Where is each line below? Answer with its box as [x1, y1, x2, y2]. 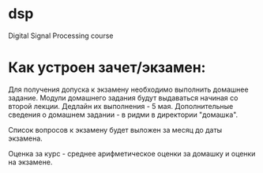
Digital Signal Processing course [8, 31, 114, 40]
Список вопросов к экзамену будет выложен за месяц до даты [8, 125, 223, 134]
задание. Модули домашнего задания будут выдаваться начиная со [8, 92, 239, 103]
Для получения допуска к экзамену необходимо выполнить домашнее [8, 85, 249, 94]
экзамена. [8, 134, 43, 143]
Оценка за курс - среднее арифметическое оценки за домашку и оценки [8, 149, 256, 158]
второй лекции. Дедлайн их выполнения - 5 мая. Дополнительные [8, 101, 234, 111]
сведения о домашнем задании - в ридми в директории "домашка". [8, 110, 239, 119]
